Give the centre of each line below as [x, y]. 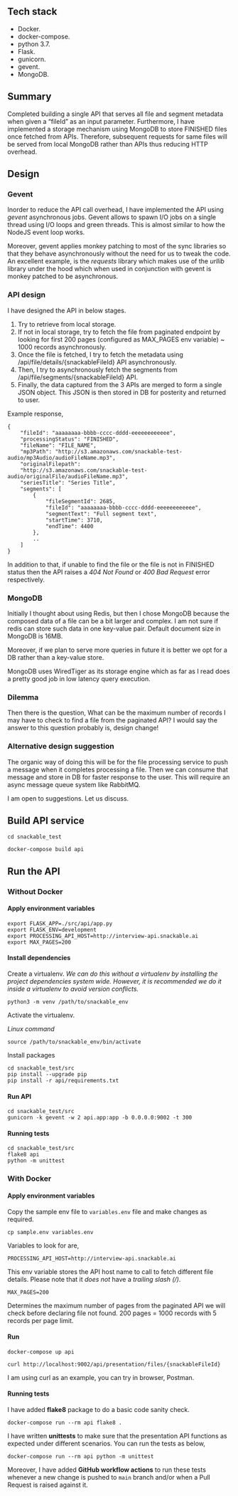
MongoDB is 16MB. [35, 636]
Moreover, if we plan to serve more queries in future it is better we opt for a [117, 650]
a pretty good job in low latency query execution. [79, 678]
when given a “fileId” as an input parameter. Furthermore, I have [101, 121]
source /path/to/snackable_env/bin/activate [74, 1042]
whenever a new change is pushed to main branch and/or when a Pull [109, 1477]
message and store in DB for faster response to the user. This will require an [119, 777]
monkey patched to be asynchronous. [63, 276]
